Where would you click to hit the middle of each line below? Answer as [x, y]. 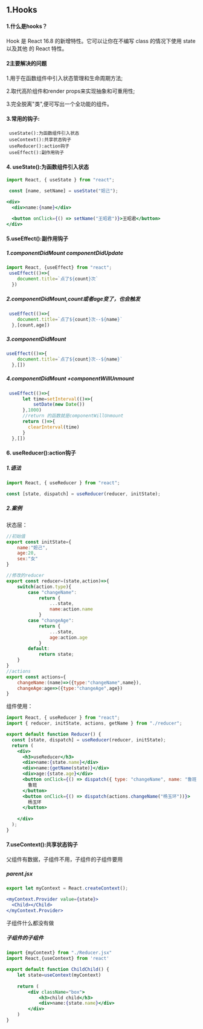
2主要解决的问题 [27, 64]
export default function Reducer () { [54, 734]
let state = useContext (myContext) [59, 975]
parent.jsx [20, 874]
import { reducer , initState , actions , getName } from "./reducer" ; [94, 724]
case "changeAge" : [51, 621]
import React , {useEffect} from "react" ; [59, 268]
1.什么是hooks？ [27, 26]
